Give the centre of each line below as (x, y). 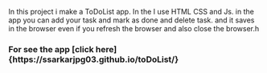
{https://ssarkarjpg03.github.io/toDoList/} (94, 59)
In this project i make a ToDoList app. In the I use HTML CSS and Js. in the (131, 12)
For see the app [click (51, 49)
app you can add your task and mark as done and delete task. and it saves (131, 20)
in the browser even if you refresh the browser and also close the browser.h (134, 28)
